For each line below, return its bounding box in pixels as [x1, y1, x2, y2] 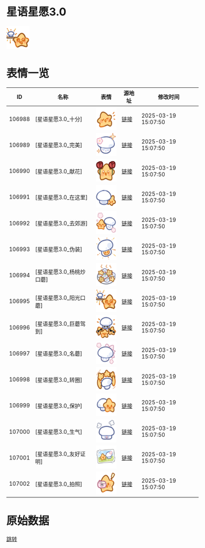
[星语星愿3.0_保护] [35, 402, 82, 409]
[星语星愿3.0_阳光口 [35, 294, 86, 301]
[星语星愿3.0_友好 [35, 450, 81, 458]
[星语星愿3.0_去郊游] [35, 220, 88, 227]
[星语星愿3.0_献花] [35, 167, 82, 175]
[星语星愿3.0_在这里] [35, 193, 88, 201]
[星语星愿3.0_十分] [35, 115, 82, 123]
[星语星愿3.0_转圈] [35, 376, 82, 383]
